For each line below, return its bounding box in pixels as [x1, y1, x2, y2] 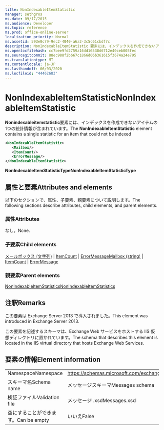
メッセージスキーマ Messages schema [67, 381, 155, 388]
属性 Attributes [5, 215, 40, 222]
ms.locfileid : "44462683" [5, 71, 58, 76]
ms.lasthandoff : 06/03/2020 [5, 67, 62, 72]
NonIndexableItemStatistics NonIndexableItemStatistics [5, 283, 116, 289]
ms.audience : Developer [5, 21, 54, 26]
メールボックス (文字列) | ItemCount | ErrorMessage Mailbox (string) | [5, 253, 143, 259]
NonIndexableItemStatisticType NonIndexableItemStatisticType [5, 168, 136, 174]
